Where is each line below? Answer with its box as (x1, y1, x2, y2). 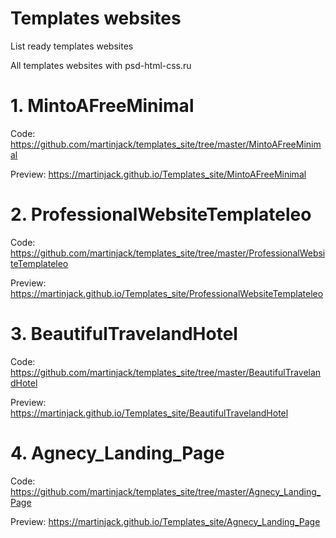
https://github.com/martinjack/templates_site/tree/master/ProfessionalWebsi (10, 247, 326, 259)
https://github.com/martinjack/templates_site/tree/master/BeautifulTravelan (10, 366, 322, 378)
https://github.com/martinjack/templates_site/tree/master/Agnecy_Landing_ (10, 485, 322, 497)
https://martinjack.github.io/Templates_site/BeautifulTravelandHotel (10, 407, 289, 419)
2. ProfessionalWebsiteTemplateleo (10, 203, 312, 226)
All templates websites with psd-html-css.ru (10, 59, 192, 71)
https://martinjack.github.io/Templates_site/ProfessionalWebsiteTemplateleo (10, 287, 324, 299)
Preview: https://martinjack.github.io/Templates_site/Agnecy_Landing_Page (10, 515, 321, 527)
